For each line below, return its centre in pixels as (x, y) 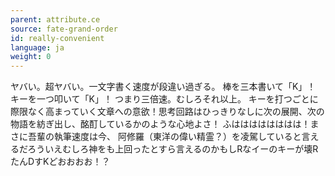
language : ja (37, 47)
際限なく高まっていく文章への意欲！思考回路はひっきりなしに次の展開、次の (167, 112)
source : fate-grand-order (64, 29)
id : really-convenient (57, 38)
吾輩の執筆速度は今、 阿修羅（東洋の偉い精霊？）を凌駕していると (164, 137)
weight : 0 (31, 57)
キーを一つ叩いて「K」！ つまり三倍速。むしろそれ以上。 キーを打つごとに (164, 99)
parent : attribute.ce (55, 19)
